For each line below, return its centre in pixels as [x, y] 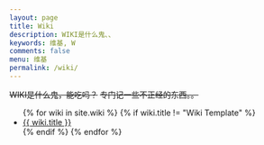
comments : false [40, 51]
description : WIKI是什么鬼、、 [62, 34]
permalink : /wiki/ [44, 68]
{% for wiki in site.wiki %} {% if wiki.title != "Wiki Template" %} [139, 113]
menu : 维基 [28, 59]
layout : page [34, 18]
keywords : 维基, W [42, 43]
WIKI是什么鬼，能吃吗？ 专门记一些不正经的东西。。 [104, 95]
